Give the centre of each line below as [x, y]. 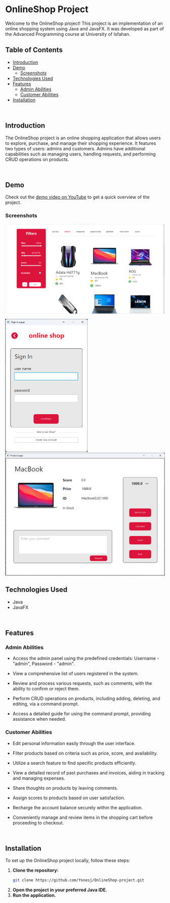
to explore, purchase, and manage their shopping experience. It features [81, 143]
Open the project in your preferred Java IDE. [60, 890]
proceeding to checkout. [38, 823]
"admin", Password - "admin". [44, 664]
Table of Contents [34, 50]
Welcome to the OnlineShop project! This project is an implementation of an [84, 23]
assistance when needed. [39, 719]
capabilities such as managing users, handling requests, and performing [80, 154]
